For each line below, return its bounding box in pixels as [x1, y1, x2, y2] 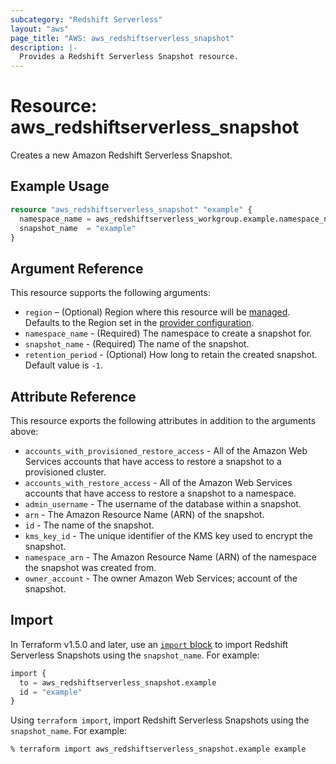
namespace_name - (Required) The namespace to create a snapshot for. [24, 327, 313, 340]
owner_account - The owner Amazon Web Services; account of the [24, 572, 298, 584]
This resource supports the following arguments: [10, 287, 211, 299]
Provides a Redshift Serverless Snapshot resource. [19, 52, 240, 62]
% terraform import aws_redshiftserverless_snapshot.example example [10, 744, 307, 755]
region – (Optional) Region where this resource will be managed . [24, 306, 291, 318]
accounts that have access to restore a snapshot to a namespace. [24, 487, 297, 499]
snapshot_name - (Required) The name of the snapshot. [24, 338, 250, 350]
